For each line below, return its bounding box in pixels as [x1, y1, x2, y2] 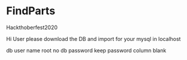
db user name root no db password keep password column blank [6, 46, 167, 54]
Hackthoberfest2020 [6, 24, 58, 31]
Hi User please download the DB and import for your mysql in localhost [6, 35, 181, 42]
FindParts [6, 4, 56, 18]
